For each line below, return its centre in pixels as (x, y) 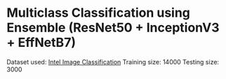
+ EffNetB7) (41, 43)
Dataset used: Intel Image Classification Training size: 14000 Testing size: (113, 62)
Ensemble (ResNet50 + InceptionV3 (113, 28)
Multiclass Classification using (99, 13)
